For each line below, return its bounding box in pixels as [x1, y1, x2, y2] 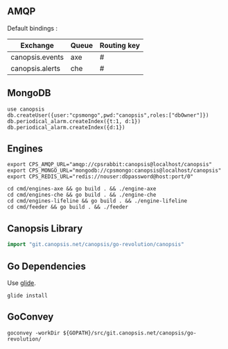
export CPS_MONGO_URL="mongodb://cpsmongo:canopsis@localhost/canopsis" [7, 167, 222, 174]
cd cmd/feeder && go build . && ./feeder [7, 204, 129, 211]
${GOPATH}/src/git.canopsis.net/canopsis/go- [62, 330, 197, 336]
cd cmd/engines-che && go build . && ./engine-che [7, 191, 157, 199]
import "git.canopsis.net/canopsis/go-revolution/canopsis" [7, 241, 185, 248]
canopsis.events [10, 52, 64, 62]
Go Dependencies [7, 260, 87, 272]
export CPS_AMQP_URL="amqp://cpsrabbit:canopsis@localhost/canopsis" [7, 161, 213, 168]
